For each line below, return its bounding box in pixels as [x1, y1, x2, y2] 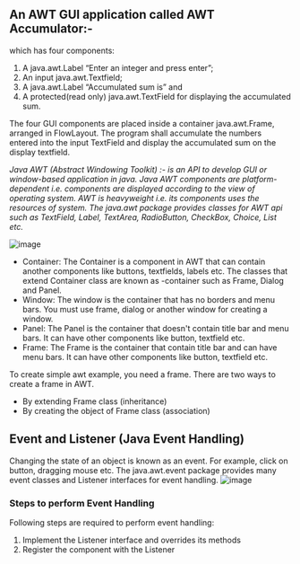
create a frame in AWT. [9, 378, 95, 389]
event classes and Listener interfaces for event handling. [9, 474, 219, 485]
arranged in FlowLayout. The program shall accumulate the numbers [9, 128, 262, 138]
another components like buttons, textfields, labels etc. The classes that [21, 265, 288, 277]
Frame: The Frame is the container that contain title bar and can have [21, 341, 278, 353]
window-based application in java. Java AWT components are [9, 173, 241, 184]
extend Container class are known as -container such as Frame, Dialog [21, 275, 285, 286]
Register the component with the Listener [21, 543, 176, 555]
